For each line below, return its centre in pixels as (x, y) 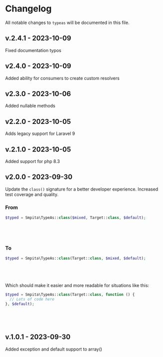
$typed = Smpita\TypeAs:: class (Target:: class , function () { (70, 295)
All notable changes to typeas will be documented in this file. (67, 22)
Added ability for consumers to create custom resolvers (62, 78)
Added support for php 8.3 (33, 161)
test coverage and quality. (32, 194)
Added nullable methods (30, 106)
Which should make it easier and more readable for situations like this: (77, 285)
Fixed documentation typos (33, 50)
